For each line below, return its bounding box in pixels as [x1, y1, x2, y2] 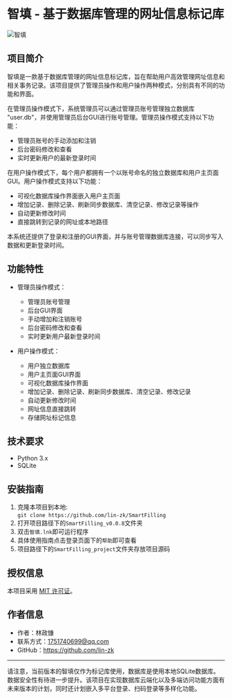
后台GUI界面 [27, 306, 64, 315]
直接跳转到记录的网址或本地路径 [17, 217, 108, 225]
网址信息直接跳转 [27, 404, 77, 413]
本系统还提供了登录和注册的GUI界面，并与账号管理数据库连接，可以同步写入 [7, 232, 224, 241]
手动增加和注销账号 [27, 315, 83, 323]
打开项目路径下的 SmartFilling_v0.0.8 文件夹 [17, 519, 143, 528]
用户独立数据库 [27, 361, 70, 370]
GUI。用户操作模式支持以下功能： [7, 177, 103, 185]
